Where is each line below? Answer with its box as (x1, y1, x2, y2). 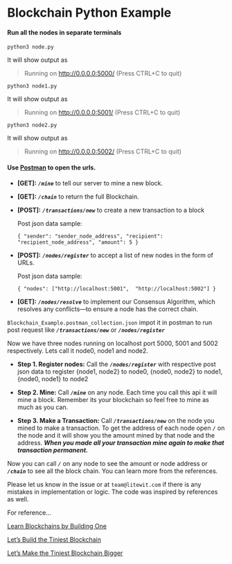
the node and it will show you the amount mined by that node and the (17, 431, 215, 439)
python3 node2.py (7, 122, 57, 129)
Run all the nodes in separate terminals (7, 28, 122, 36)
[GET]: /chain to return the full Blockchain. (17, 192, 140, 201)
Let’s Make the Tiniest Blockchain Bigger (7, 549, 123, 557)
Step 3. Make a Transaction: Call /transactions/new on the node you (17, 416, 215, 424)
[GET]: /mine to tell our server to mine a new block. (17, 179, 163, 187)
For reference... (7, 508, 52, 517)
